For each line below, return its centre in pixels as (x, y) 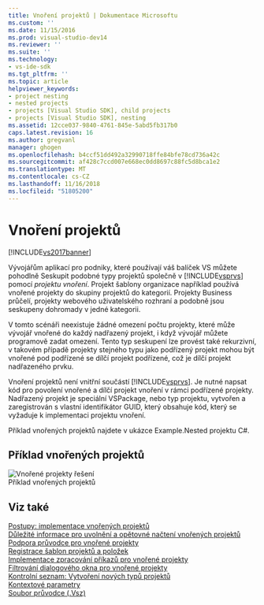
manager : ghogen (35, 147)
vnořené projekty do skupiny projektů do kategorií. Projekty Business (120, 292)
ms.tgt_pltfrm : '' (38, 74)
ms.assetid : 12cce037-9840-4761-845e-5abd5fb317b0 (93, 125)
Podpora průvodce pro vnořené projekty (74, 543)
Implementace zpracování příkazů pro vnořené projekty (99, 559)
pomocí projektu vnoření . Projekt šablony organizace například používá (124, 284)
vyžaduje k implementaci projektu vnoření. (77, 415)
